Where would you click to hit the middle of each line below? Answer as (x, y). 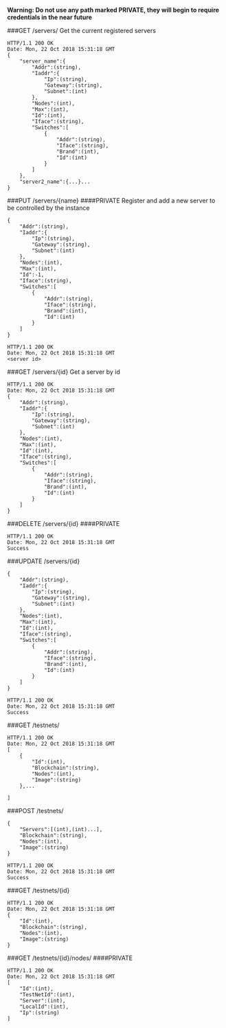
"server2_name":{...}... (55, 182)
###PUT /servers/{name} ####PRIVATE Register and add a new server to (111, 200)
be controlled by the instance (48, 208)
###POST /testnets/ (35, 811)
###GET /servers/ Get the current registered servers (82, 31)
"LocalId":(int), (44, 1007)
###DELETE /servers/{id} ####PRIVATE (64, 524)
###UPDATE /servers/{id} (44, 561)
